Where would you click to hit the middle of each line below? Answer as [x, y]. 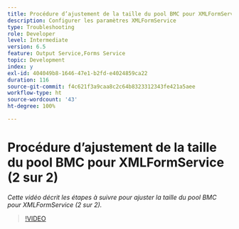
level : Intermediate [38, 40]
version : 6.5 [27, 47]
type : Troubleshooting [41, 27]
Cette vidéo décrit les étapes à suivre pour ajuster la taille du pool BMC [112, 197]
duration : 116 [28, 80]
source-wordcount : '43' [43, 100]
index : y [20, 67]
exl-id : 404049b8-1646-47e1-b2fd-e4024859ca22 [78, 73]
